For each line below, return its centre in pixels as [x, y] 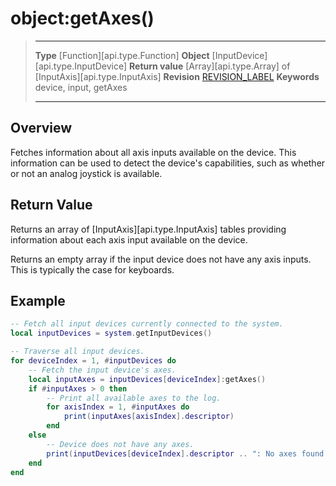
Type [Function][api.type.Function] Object [122, 55]
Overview [41, 128]
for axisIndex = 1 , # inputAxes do [118, 407]
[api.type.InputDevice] [81, 66]
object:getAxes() [82, 18]
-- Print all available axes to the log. [134, 398]
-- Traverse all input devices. [77, 352]
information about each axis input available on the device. [129, 239]
